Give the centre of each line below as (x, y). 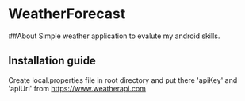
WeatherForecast (67, 14)
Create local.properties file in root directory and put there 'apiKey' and (123, 80)
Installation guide (52, 61)
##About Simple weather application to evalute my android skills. (114, 36)
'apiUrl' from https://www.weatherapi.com (77, 88)
